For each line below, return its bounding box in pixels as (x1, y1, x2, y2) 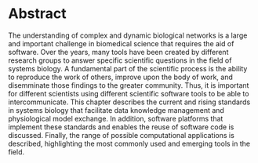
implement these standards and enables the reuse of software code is (8, 122, 234, 132)
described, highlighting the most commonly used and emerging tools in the (8, 139, 251, 148)
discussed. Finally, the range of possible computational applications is (8, 130, 235, 139)
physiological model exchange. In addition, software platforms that (8, 114, 223, 123)
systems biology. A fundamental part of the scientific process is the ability (8, 63, 248, 73)
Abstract (8, 5, 67, 23)
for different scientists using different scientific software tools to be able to (8, 89, 249, 98)
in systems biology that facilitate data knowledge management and (8, 105, 225, 114)
